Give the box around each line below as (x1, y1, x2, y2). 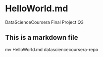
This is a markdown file (5, 33, 78, 42)
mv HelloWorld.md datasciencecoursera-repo (5, 46, 99, 52)
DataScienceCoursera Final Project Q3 (5, 19, 84, 25)
